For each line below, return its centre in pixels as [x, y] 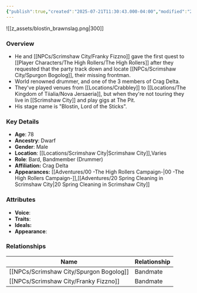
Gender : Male [31, 147]
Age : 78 [24, 134]
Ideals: [23, 225]
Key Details [23, 121]
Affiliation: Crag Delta [41, 166]
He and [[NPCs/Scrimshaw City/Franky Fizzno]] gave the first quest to [99, 56]
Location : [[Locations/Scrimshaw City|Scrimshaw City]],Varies [91, 153]
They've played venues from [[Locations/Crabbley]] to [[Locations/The [100, 87]
